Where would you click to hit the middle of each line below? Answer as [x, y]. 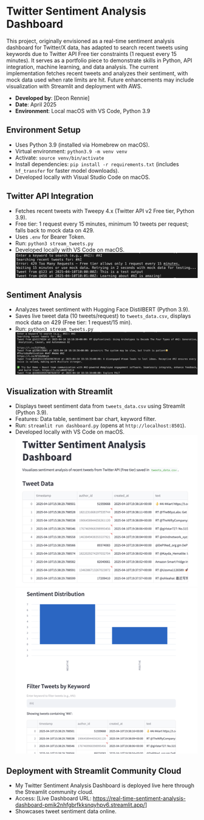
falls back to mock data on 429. [55, 230]
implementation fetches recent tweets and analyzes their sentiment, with [97, 73]
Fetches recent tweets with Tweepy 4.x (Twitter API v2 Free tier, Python [105, 210]
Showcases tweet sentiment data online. [66, 811]
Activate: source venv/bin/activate [59, 158]
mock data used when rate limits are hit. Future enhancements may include [100, 80]
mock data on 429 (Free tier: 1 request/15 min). [73, 322]
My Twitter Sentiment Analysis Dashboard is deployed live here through [104, 785]
